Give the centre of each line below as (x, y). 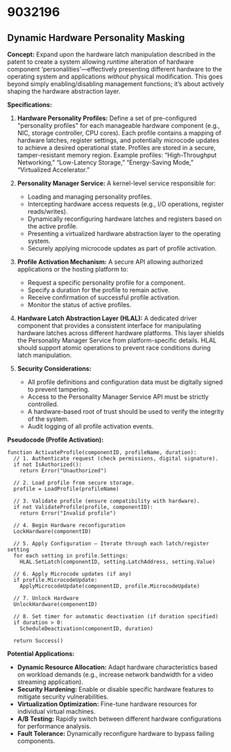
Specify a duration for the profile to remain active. (99, 290)
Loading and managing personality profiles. (90, 197)
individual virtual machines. (56, 711)
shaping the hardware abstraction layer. (64, 91)
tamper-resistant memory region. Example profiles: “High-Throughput (117, 155)
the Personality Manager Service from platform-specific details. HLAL (117, 340)
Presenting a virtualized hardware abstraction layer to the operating (124, 234)
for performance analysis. (54, 726)
